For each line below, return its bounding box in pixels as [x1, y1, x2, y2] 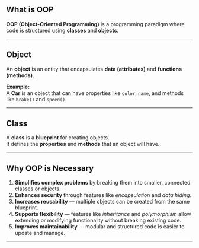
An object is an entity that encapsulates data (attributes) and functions [6, 65, 182, 72]
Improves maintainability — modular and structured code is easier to [14, 223, 185, 230]
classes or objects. [14, 185, 61, 192]
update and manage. [14, 230, 66, 237]
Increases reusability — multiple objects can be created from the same [14, 198, 190, 205]
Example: [6, 83, 30, 90]
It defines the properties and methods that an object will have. [6, 141, 160, 148]
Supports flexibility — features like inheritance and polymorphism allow [14, 211, 191, 218]
